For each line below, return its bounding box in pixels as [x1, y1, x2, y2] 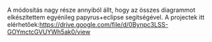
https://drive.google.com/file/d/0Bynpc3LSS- [39, 21, 168, 28]
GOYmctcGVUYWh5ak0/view [7, 28, 91, 36]
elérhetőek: [7, 21, 40, 28]
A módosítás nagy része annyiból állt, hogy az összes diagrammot [7, 6, 195, 14]
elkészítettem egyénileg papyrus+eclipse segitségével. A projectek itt [7, 13, 205, 21]
